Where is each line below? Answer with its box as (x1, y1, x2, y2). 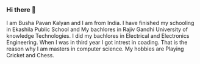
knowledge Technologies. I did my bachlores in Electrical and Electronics (6, 32, 190, 40)
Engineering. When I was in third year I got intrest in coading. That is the (6, 39, 188, 46)
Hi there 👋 (6, 5, 37, 14)
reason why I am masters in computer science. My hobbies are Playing (6, 45, 184, 52)
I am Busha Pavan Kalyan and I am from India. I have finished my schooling (6, 20, 195, 27)
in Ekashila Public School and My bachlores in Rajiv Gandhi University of (6, 26, 188, 33)
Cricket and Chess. (6, 52, 55, 59)
